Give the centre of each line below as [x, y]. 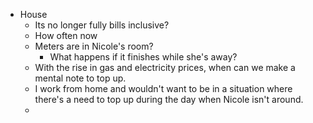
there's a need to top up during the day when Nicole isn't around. [169, 99]
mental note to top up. [80, 78]
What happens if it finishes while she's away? [143, 57]
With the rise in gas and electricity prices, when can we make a [165, 67]
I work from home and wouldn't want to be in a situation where [163, 88]
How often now [66, 35]
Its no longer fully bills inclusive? [102, 25]
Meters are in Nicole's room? [94, 46]
